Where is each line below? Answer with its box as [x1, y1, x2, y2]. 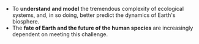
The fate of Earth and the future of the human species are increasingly [12, 24, 193, 31]
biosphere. [12, 18, 40, 25]
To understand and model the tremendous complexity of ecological [12, 5, 184, 12]
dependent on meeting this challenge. [12, 31, 108, 38]
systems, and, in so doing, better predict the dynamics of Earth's [12, 11, 176, 19]
